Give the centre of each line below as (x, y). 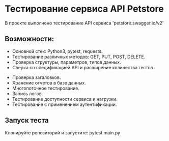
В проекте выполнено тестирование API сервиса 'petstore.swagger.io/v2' (84, 23)
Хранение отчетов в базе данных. (49, 82)
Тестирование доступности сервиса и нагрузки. (65, 99)
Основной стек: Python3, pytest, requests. (57, 51)
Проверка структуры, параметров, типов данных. (66, 62)
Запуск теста (27, 120)
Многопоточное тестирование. (46, 88)
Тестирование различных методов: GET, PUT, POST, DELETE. (79, 57)
